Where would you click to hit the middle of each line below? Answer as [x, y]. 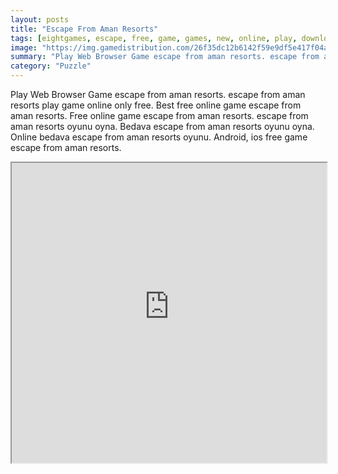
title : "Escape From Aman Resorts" [84, 29]
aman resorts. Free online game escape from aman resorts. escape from [159, 115]
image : [24, 47]
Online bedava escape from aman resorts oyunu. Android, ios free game [159, 137]
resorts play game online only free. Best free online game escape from [156, 105]
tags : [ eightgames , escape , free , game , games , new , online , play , [154, 38]
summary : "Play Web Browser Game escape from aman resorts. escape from [165, 57]
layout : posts [40, 19]
